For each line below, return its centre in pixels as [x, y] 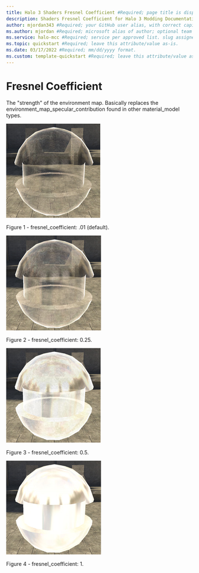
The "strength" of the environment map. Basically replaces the [82, 103]
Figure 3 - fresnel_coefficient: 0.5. [48, 452]
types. [14, 115]
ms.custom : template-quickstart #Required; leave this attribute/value [96, 56]
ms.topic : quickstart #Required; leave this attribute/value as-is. [92, 44]
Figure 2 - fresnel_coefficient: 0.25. [49, 340]
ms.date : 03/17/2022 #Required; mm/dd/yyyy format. [71, 50]
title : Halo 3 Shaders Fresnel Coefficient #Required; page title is [94, 12]
